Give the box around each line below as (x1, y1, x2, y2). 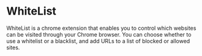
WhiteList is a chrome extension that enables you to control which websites (6, 24, 196, 32)
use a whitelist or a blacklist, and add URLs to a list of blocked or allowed (6, 37, 190, 44)
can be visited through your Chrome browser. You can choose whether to (6, 30, 192, 38)
